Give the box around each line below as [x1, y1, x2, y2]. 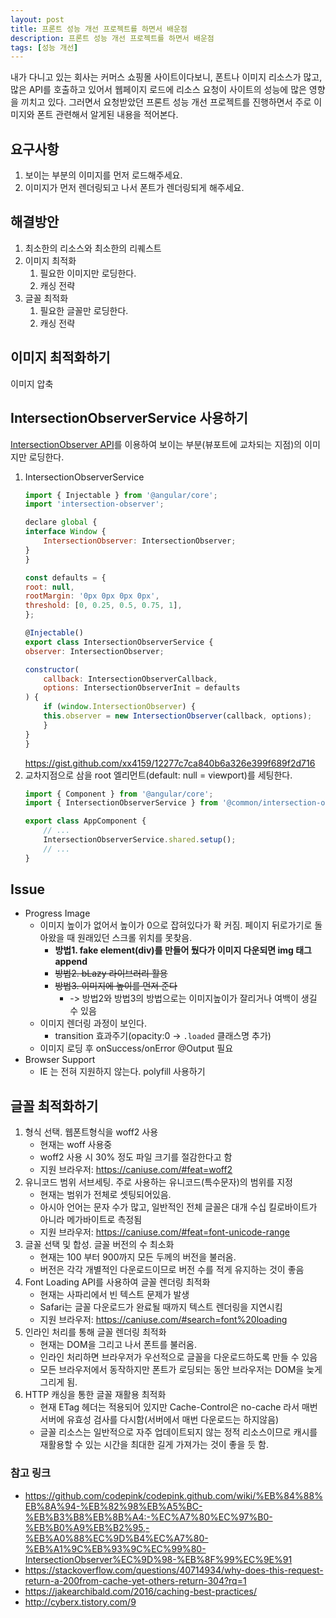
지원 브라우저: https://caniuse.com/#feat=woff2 [39, 1164, 233, 1176]
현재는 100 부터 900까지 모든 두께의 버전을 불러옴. [39, 1251, 237, 1263]
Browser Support [24, 1054, 96, 1066]
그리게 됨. [39, 1376, 78, 1388]
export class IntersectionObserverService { [24, 637, 214, 647]
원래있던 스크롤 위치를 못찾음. [76, 932, 193, 944]
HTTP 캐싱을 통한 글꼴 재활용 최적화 [24, 1389, 167, 1401]
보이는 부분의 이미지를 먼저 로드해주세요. [24, 169, 183, 181]
